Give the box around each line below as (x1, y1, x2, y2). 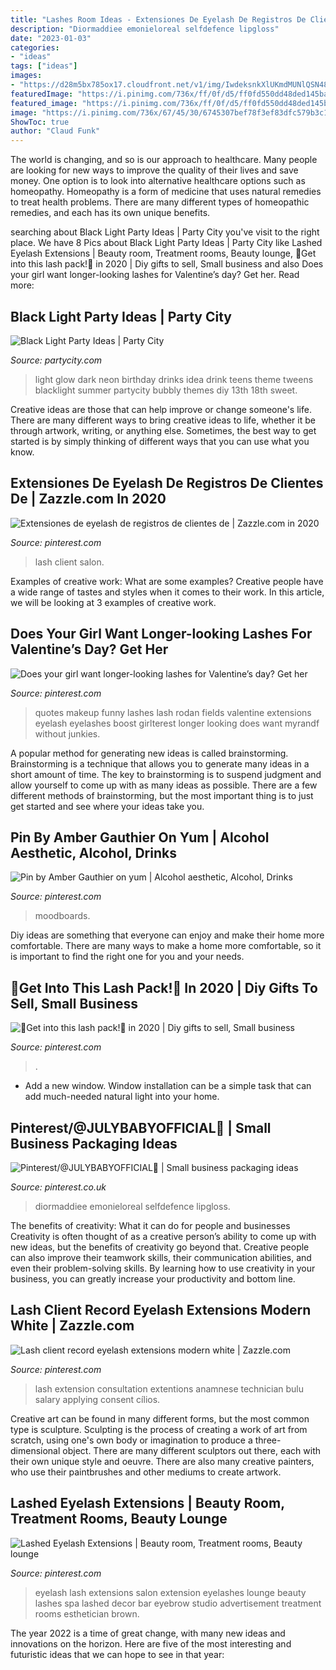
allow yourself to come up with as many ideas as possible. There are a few (10, 779, 318, 791)
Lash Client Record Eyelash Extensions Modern (10, 1302, 312, 1319)
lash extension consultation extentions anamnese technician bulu (34, 1382, 304, 1395)
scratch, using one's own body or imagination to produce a (10, 1434, 253, 1446)
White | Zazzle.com (10, 1317, 135, 1335)
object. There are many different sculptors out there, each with (62, 1444, 322, 1456)
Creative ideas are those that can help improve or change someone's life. (10, 403, 312, 415)
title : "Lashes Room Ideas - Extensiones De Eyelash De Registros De (10, 14, 307, 25)
